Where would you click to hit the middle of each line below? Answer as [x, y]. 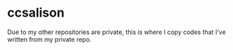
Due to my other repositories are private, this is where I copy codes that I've [116, 32]
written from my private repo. [50, 39]
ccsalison [36, 13]
